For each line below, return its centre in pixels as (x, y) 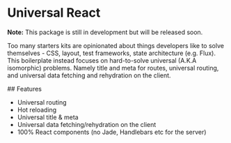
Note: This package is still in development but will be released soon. (105, 32)
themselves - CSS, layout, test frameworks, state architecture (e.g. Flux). (111, 53)
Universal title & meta (48, 117)
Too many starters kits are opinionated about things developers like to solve (116, 45)
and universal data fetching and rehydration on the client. (89, 75)
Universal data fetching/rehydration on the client (87, 124)
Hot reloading (37, 110)
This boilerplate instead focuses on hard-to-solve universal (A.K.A (102, 60)
